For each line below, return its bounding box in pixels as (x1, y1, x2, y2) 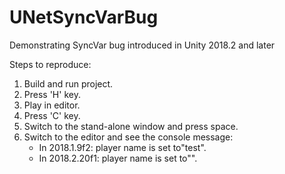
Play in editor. (23, 99, 81, 111)
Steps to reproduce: (9, 58, 92, 70)
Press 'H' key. (23, 88, 81, 100)
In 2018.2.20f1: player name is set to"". (38, 152, 198, 164)
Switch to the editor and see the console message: (23, 131, 234, 143)
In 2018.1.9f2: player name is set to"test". (38, 141, 207, 153)
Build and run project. (23, 77, 114, 90)
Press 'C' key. (23, 109, 81, 121)
